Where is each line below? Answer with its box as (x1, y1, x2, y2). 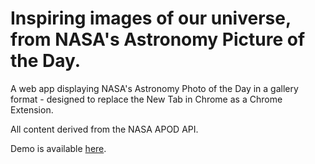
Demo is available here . (10, 142, 107, 154)
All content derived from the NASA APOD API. (10, 123, 199, 135)
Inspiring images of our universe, (10, 7, 292, 30)
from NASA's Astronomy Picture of (10, 28, 306, 51)
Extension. (10, 103, 54, 116)
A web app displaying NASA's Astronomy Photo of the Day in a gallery (10, 82, 299, 94)
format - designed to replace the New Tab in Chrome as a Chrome (10, 93, 283, 105)
